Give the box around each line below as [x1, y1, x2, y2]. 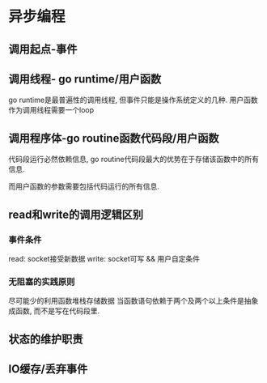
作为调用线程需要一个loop [8, 105, 95, 115]
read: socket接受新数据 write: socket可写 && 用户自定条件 [8, 253, 201, 263]
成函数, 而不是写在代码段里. [8, 306, 100, 316]
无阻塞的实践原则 [8, 276, 75, 287]
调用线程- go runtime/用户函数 [8, 72, 162, 86]
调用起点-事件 [8, 42, 78, 56]
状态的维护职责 [8, 332, 83, 346]
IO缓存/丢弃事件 [8, 362, 88, 376]
